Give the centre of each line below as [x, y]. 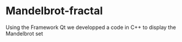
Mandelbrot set [24, 33]
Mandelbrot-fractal [54, 11]
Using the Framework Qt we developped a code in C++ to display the [91, 27]
